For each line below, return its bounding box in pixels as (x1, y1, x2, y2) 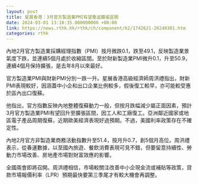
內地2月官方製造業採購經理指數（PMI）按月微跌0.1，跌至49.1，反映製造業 (6, 48, 184, 55)
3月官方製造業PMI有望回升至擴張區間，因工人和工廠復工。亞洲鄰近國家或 (6, 110, 184, 117)
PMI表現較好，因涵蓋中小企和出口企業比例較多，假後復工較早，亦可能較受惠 (6, 82, 192, 89)
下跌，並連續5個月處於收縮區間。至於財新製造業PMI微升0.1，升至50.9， (16, 55, 191, 62)
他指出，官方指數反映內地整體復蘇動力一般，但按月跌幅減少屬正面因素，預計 (6, 102, 192, 109)
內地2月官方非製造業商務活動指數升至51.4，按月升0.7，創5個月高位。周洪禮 (6, 137, 190, 144)
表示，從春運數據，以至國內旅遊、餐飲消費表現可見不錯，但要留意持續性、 (6, 144, 187, 151)
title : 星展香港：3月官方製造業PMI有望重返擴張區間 (6, 14, 119, 20)
